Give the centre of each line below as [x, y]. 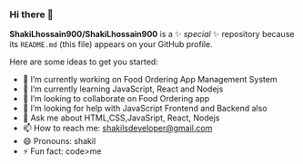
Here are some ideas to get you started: [84, 62]
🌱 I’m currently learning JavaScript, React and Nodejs [123, 89]
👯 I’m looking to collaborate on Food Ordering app [116, 99]
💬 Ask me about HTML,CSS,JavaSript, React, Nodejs [121, 118]
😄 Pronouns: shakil [59, 141]
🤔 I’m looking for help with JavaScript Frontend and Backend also [145, 109]
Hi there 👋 [32, 14]
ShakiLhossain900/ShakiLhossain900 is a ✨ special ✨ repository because [152, 34]
